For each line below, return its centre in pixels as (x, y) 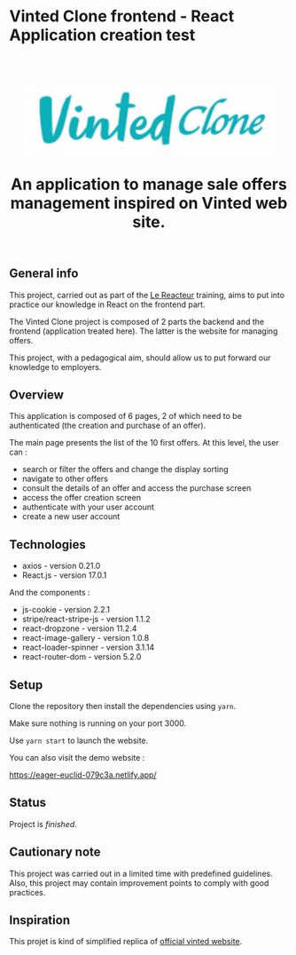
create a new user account (71, 517)
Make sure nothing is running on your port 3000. (98, 723)
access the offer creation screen (82, 498)
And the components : (50, 593)
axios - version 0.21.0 (61, 566)
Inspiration (40, 920)
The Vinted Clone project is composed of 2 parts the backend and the (137, 321)
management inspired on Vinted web (149, 203)
